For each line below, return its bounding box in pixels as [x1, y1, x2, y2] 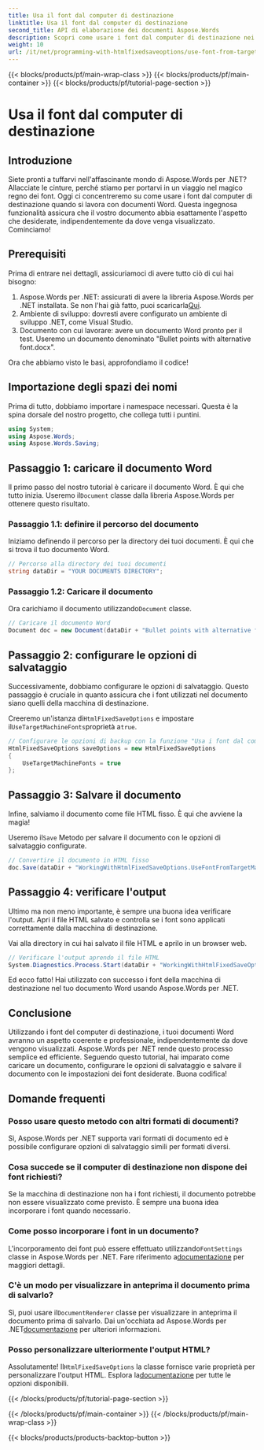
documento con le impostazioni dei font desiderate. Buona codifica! [8, 1069, 228, 1079]
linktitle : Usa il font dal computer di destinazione [8, 19, 189, 27]
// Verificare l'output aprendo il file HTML [8, 954, 159, 962]
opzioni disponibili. [8, 1379, 69, 1389]
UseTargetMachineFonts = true [22, 759, 122, 767]
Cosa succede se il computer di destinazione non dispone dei [8, 1161, 247, 1172]
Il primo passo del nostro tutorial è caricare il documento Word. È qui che [8, 482, 244, 492]
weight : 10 [8, 41, 44, 49]
